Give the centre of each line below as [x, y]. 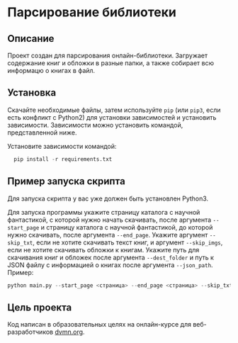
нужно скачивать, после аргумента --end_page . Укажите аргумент [108, 235]
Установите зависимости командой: [62, 146]
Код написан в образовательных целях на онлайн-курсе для [99, 325]
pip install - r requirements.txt [63, 159]
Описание [31, 39]
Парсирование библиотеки [92, 12]
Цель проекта [40, 307]
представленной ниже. [42, 133]
